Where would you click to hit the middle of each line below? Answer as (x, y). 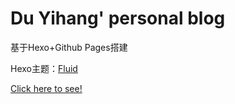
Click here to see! (46, 88)
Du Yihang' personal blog (118, 18)
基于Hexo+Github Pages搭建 (69, 47)
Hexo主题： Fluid (44, 68)
